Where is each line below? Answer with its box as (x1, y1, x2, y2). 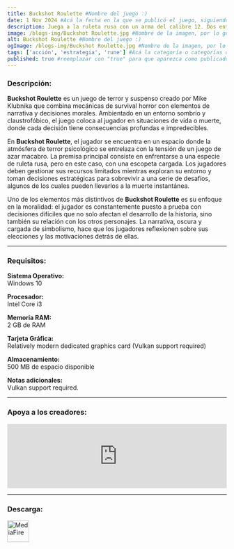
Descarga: (7, 504, 43, 514)
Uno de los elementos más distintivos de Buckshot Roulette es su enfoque (7, 196, 222, 204)
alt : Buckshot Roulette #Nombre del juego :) (7, 36, 141, 43)
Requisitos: (7, 255, 47, 265)
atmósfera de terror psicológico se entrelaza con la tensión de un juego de (7, 145, 221, 153)
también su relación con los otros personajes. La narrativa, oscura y (7, 217, 202, 226)
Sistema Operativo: (7, 272, 65, 280)
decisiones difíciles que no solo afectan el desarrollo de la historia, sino (7, 210, 212, 218)
